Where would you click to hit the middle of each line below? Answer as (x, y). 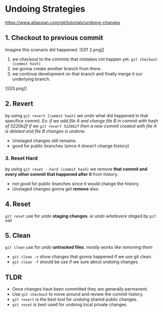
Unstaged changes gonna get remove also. (56, 188)
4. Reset (18, 204)
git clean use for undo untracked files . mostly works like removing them (79, 247)
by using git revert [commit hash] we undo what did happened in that (77, 115)
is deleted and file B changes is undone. (46, 131)
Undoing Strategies (45, 9)
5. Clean (18, 236)
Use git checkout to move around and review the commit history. (78, 294)
